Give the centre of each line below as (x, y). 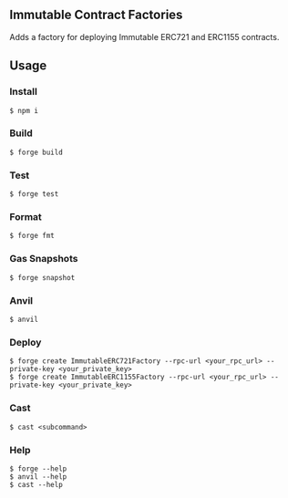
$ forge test (34, 194)
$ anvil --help (38, 477)
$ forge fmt (32, 236)
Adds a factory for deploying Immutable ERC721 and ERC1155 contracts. (144, 36)
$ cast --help (36, 484)
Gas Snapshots (44, 259)
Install (24, 92)
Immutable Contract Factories (96, 15)
